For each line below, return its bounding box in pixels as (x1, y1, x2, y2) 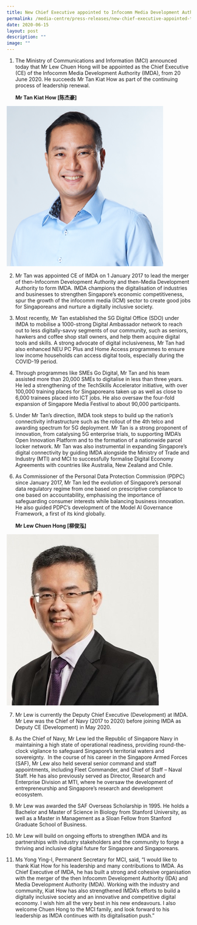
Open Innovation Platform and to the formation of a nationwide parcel (15, 436, 182, 443)
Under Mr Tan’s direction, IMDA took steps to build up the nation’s (15, 412, 174, 418)
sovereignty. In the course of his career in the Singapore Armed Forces (15, 754, 188, 761)
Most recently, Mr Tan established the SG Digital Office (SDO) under (15, 315, 179, 321)
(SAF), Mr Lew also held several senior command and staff (15, 760, 157, 766)
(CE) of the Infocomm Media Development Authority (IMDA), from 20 (15, 70, 181, 76)
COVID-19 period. (15, 358, 58, 365)
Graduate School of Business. (15, 821, 87, 828)
